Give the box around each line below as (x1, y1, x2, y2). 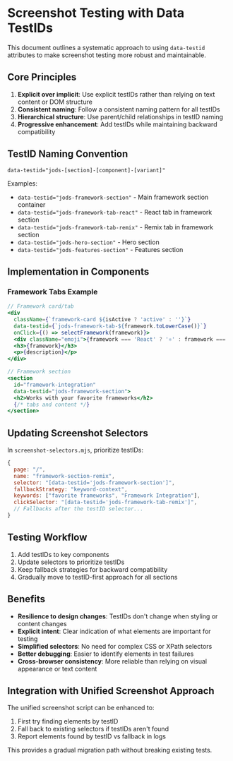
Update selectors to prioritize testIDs (17, 558, 125, 566)
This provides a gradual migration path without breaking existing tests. (7, 746, 213, 755)
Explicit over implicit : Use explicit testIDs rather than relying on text (17, 90, 215, 98)
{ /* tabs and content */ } (13, 401, 90, 408)
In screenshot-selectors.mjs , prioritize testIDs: (7, 446, 143, 455)
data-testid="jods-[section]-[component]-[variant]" (7, 167, 166, 174)
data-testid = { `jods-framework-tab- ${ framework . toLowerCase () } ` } (13, 323, 207, 330)
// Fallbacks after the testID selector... (13, 505, 143, 513)
